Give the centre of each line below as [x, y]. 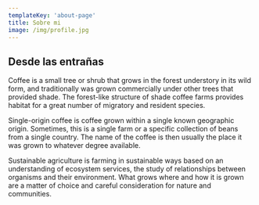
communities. [30, 194]
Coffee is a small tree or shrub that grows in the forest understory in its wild [130, 81]
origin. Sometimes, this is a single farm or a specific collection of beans [123, 129]
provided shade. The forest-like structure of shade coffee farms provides [126, 97]
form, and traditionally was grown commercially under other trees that [121, 89]
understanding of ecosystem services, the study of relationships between [127, 169]
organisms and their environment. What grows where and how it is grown [126, 178]
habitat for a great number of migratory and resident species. [107, 106]
